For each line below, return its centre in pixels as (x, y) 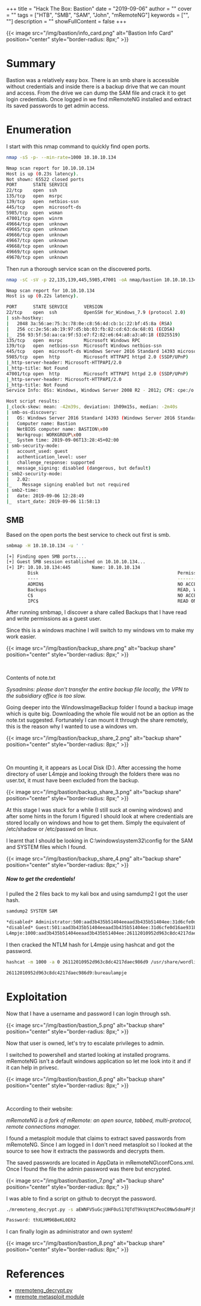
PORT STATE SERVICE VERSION (54, 307)
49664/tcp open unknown (37, 224)
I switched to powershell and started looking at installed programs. (88, 1054)
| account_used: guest (37, 452)
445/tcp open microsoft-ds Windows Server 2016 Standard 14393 (91, 352)
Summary (31, 64)
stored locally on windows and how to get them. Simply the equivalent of (96, 823)
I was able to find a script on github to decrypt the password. (81, 1198)
